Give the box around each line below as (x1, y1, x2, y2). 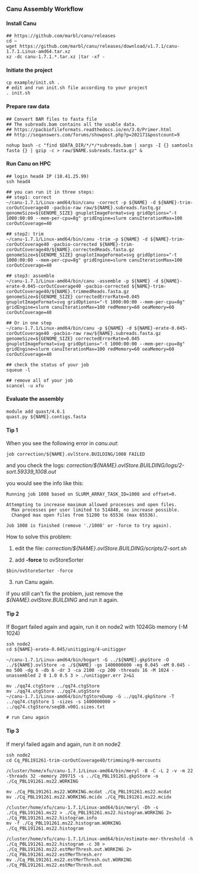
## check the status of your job (6, 361, 89, 368)
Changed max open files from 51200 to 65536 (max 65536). (11, 512, 159, 519)
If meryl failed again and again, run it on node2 (6, 741, 121, 748)
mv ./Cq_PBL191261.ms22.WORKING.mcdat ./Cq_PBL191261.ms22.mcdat (6, 788, 172, 794)
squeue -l (6, 367, 31, 373)
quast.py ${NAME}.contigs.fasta (6, 413, 86, 420)
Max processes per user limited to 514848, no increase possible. (11, 507, 180, 513)
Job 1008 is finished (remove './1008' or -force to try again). (6, 523, 172, 529)
